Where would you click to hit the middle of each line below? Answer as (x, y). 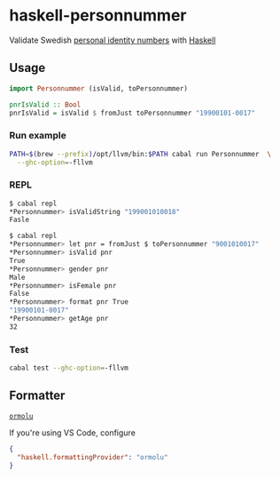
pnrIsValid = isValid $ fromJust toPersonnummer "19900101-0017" (132, 113)
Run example (38, 136)
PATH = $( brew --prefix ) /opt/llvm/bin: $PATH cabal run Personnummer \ (140, 154)
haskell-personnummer (98, 16)
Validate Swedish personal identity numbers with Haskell (113, 40)
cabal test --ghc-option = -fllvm (69, 368)
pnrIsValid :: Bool (45, 104)
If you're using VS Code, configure (72, 433)
